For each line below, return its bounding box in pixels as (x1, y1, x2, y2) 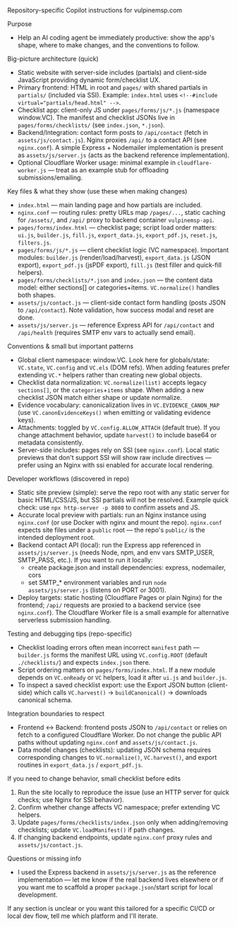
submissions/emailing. (17, 173, 83, 182)
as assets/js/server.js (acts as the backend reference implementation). (17, 151, 230, 159)
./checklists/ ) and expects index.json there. (17, 659, 151, 666)
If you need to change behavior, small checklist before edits (7, 774, 181, 783)
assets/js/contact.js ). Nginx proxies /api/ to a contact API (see (17, 136, 207, 144)
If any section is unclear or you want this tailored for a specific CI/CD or (7, 904, 215, 912)
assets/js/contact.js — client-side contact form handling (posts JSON (17, 298, 226, 307)
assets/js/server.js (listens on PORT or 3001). (28, 586, 167, 594)
